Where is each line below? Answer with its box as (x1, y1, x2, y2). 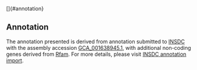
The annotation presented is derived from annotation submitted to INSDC (6, 38, 185, 45)
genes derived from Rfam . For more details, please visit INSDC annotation (6, 50, 187, 58)
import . (6, 56, 24, 64)
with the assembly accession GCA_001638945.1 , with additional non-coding (6, 44, 192, 51)
